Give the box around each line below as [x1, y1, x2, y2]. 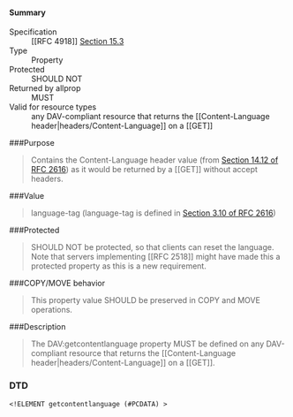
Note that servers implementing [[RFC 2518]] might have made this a [30, 252, 281, 262]
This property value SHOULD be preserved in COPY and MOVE [30, 295, 260, 306]
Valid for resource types [9, 102, 97, 112]
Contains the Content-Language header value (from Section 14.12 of [30, 155, 279, 165]
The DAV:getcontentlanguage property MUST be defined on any [30, 338, 265, 349]
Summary [9, 7, 46, 18]
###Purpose [9, 138, 55, 148]
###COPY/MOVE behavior [9, 278, 106, 289]
